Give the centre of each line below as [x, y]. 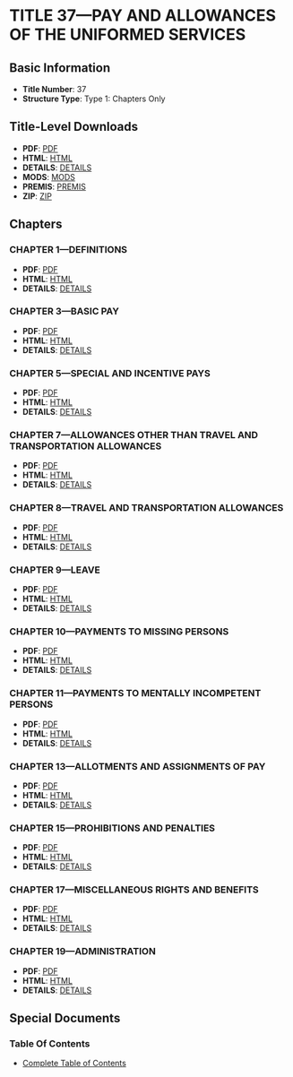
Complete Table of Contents [74, 1064]
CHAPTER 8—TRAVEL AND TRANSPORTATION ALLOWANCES [146, 508]
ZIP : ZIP [37, 196]
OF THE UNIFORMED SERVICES [128, 34]
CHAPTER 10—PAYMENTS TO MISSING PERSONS [119, 631]
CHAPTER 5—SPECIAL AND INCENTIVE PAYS [110, 373]
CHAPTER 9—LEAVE [55, 570]
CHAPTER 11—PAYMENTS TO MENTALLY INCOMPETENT [135, 694]
